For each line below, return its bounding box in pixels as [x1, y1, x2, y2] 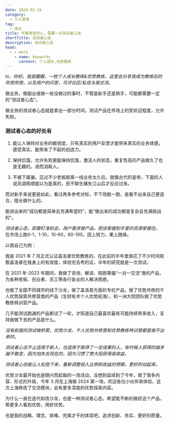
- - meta [10, 49, 28, 54]
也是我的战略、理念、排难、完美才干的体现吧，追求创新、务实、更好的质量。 [5, 412, 164, 418]
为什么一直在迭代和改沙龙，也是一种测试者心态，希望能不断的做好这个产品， [5, 395, 164, 401]
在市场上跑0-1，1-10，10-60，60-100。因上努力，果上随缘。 [5, 231, 132, 237]
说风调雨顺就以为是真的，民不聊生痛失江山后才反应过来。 [12, 180, 132, 187]
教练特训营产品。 [5, 299, 41, 306]
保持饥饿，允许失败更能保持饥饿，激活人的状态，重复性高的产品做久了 [12, 157, 159, 163]
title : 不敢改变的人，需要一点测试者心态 [5, 31, 82, 36]
